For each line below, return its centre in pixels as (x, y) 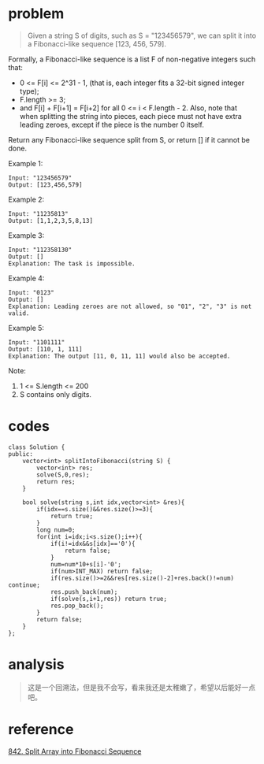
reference (41, 729)
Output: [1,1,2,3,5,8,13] (50, 221)
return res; (56, 481)
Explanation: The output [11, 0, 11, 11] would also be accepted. (119, 356)
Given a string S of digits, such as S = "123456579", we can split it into (142, 35)
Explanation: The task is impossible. (72, 263)
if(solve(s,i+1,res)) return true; (109, 599)
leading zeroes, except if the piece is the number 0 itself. (112, 124)
